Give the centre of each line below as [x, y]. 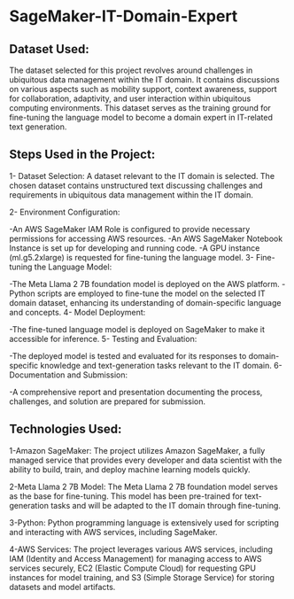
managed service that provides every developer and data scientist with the [146, 460]
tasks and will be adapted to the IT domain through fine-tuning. [166, 505]
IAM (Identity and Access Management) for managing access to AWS [135, 558]
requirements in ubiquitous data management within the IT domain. [132, 194]
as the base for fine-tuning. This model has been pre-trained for [126, 496]
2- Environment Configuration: [65, 212]
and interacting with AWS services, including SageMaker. [113, 532]
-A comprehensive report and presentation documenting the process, [136, 392]
